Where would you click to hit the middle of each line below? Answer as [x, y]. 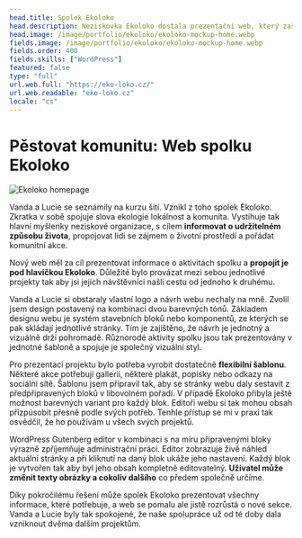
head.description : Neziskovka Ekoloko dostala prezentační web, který [144, 26]
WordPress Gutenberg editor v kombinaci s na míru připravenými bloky [140, 439]
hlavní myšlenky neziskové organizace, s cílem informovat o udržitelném [145, 227]
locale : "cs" [34, 101]
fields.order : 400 [44, 51]
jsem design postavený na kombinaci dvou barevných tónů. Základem [138, 309]
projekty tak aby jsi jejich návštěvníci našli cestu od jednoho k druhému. [142, 282]
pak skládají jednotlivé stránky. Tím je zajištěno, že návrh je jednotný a [139, 328]
